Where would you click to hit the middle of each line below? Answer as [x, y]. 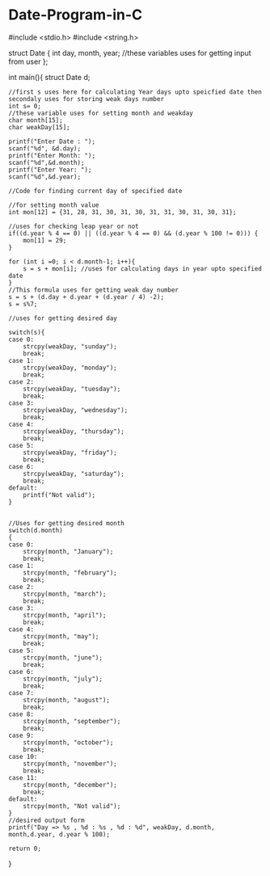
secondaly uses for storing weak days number [86, 99]
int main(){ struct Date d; [49, 77]
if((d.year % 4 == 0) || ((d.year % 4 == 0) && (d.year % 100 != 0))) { [133, 233]
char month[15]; [36, 120]
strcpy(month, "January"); [68, 551]
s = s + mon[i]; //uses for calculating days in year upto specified [143, 268]
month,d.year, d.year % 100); [59, 834]
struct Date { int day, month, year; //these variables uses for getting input [130, 53]
